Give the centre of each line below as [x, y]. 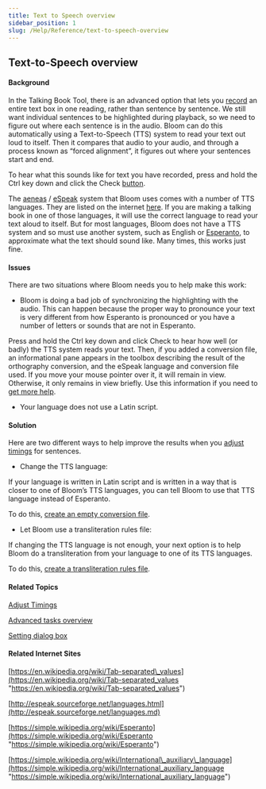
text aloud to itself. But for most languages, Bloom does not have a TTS [124, 224]
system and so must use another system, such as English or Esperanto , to [129, 232]
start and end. [31, 159]
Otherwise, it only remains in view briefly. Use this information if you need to [133, 383]
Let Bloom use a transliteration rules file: [86, 529]
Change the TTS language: [64, 467]
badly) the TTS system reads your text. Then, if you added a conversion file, [133, 349]
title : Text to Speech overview [62, 15]
